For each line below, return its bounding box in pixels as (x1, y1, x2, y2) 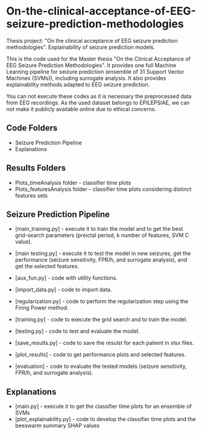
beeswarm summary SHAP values (14, 422, 100, 430)
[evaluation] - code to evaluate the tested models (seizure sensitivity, (14, 362, 187, 370)
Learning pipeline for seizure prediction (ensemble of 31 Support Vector (6, 68, 185, 75)
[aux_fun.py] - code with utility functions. (14, 274, 118, 282)
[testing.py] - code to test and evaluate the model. (14, 327, 140, 335)
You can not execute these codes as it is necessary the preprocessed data (6, 92, 192, 100)
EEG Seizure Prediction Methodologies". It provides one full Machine (6, 62, 177, 69)
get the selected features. (14, 263, 80, 270)
